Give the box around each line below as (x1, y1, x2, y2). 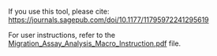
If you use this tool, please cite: (8, 7, 110, 16)
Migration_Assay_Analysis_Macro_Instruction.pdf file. (8, 39, 181, 48)
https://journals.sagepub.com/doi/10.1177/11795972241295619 (8, 15, 209, 24)
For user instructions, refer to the (8, 31, 116, 39)
